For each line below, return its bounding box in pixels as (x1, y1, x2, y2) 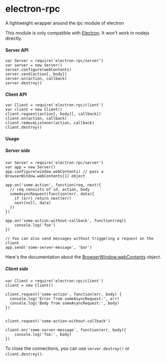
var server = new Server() (5, 63, 63, 68)
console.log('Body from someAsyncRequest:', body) (10, 300, 120, 306)
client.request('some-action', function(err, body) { (5, 292, 122, 297)
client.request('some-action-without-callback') (5, 318, 110, 324)
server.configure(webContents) (5, 67, 72, 72)
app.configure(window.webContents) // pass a (5, 169, 103, 174)
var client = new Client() (5, 107, 63, 112)
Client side (5, 266, 29, 272)
